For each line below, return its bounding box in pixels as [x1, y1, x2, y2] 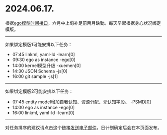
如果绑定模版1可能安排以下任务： [5, 41, 73, 47]
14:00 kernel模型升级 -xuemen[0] [12, 63, 81, 68]
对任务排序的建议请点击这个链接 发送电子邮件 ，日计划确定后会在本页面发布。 [5, 125, 162, 131]
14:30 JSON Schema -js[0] [12, 68, 68, 74]
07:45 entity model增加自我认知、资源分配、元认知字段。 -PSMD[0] [12, 99, 152, 105]
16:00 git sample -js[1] [12, 73, 58, 79]
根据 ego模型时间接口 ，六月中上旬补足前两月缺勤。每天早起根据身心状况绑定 [5, 20, 162, 26]
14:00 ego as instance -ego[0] [12, 104, 75, 110]
